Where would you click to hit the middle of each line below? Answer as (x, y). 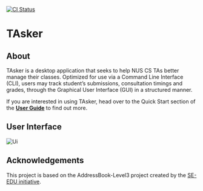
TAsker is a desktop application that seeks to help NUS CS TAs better (93, 70)
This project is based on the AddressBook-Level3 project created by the (96, 175)
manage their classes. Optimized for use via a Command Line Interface (95, 77)
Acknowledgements (45, 160)
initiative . (30, 181)
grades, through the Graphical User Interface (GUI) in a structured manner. (99, 90)
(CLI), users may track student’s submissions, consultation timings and (95, 83)
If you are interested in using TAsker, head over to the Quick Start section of (101, 102)
